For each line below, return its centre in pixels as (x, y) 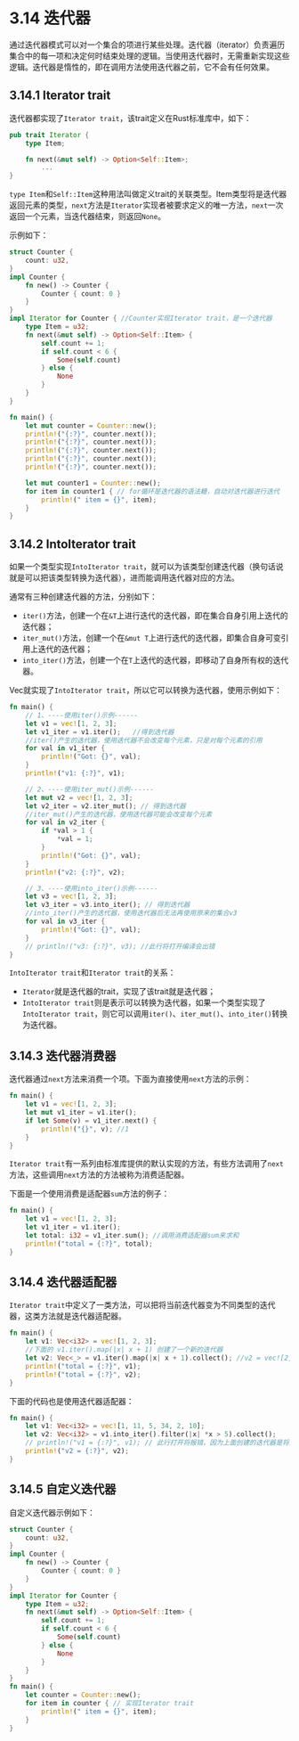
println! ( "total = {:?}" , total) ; (89, 1244)
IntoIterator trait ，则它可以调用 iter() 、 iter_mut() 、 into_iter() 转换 (154, 1014)
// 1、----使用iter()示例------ (82, 715)
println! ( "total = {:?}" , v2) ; (83, 1374)
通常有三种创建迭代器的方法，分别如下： (83, 597)
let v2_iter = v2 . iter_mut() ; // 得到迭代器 (106, 806)
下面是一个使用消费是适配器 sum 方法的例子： (89, 1194)
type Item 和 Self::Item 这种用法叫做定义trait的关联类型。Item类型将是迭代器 (148, 194)
